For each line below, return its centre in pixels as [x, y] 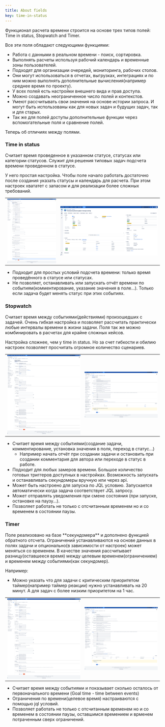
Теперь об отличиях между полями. [43, 132]
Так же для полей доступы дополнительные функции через [75, 117]
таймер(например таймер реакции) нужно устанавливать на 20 [80, 585]
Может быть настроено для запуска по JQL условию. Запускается [82, 485]
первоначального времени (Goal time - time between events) [76, 694]
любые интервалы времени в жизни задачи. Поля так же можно [73, 327]
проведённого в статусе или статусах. [53, 278]
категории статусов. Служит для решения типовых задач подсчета [76, 160]
